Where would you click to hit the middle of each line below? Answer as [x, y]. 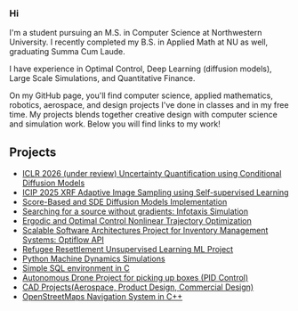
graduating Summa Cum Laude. [68, 52]
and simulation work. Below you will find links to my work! [115, 124]
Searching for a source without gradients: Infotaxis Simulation [135, 211]
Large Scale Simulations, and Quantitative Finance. [102, 78]
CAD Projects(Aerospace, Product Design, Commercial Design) [138, 287]
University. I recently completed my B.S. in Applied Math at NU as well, [139, 42]
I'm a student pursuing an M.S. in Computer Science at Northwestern [136, 33]
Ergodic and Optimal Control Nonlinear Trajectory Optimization [137, 221]
